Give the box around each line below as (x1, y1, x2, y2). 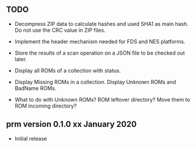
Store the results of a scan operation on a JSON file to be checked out (14, 49, 185, 56)
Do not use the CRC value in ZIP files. (14, 26, 106, 34)
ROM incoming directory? (14, 102, 77, 109)
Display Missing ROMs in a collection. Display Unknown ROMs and (14, 78, 177, 85)
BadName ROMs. (14, 85, 57, 92)
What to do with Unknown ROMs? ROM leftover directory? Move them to (14, 96, 190, 103)
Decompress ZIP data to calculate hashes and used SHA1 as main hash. (14, 20, 189, 27)
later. (14, 55, 28, 62)
